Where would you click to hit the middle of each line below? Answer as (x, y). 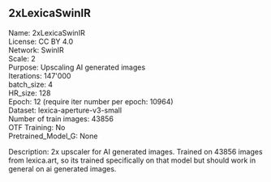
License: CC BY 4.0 (41, 41)
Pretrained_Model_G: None (53, 136)
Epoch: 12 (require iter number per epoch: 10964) (91, 101)
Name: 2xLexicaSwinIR (47, 32)
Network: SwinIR (37, 50)
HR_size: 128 (30, 93)
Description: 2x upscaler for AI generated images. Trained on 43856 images (135, 151)
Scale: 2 (22, 58)
